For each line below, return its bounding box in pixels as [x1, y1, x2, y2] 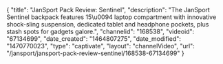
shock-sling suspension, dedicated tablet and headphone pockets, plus [6, 20, 209, 28]
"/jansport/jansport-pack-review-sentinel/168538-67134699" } [6, 49, 184, 57]
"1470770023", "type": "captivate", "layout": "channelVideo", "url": [6, 42, 195, 50]
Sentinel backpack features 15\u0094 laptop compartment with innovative [6, 13, 217, 21]
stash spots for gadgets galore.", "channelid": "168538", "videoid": [6, 27, 195, 35]
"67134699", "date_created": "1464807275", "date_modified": [6, 35, 182, 43]
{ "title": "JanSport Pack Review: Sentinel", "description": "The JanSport [6, 6, 211, 14]
